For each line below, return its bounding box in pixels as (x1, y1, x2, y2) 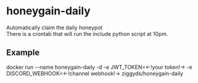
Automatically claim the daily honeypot (6, 24, 103, 31)
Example (6, 48, 40, 58)
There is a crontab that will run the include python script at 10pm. (6, 30, 168, 37)
